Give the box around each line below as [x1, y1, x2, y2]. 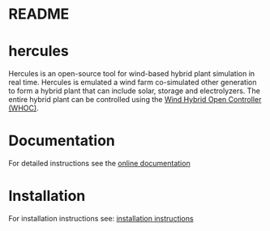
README [8, 5, 70, 24]
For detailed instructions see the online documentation [8, 159, 191, 169]
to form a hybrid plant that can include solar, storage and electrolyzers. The [8, 86, 261, 96]
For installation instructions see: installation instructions [8, 214, 194, 223]
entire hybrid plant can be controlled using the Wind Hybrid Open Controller [8, 95, 262, 105]
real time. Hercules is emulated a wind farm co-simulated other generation [8, 78, 257, 88]
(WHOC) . [8, 103, 39, 113]
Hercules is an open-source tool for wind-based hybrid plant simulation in [8, 69, 255, 79]
